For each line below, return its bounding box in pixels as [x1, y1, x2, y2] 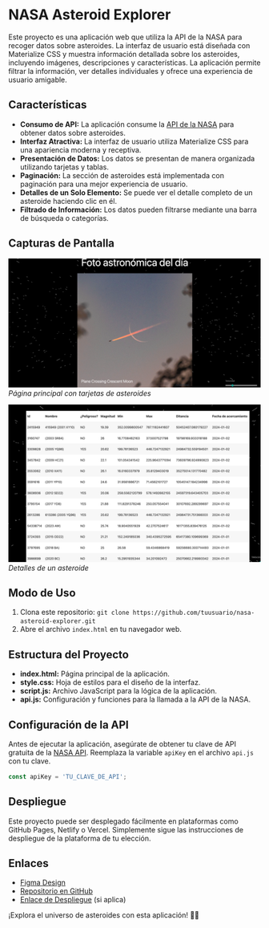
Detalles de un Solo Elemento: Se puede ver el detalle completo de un [19, 187, 254, 197]
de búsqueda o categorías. [19, 213, 110, 222]
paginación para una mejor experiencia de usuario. [19, 179, 188, 189]
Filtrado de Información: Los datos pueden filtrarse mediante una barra [19, 205, 258, 214]
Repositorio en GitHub [19, 886, 94, 896]
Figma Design [19, 877, 66, 888]
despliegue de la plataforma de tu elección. [8, 833, 151, 843]
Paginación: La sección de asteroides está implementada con [19, 170, 224, 180]
